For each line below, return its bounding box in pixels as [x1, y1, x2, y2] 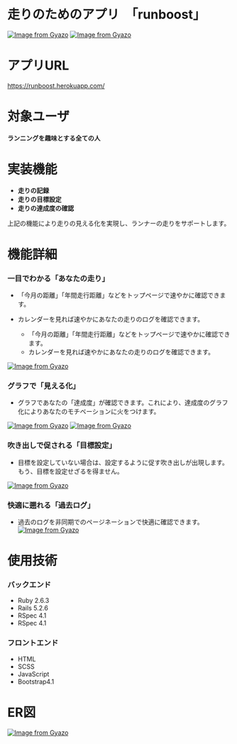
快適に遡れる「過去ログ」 [7, 500, 95, 510]
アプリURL [7, 58, 70, 74]
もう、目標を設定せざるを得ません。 [17, 466, 123, 476]
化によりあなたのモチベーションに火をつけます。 [17, 407, 160, 416]
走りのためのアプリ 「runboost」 [7, 6, 206, 23]
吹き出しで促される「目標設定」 [7, 441, 116, 451]
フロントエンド [7, 638, 59, 648]
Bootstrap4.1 [17, 677, 55, 686]
